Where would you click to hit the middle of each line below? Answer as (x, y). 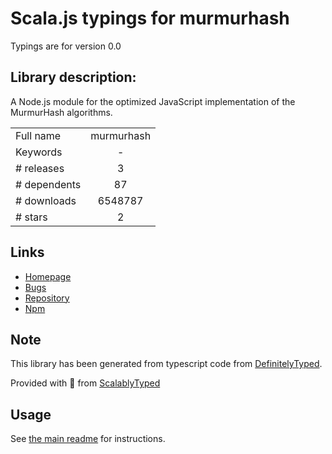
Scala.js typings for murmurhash (150, 18)
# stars (31, 217)
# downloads (46, 200)
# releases (40, 168)
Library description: (73, 77)
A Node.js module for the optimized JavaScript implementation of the (153, 101)
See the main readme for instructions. (88, 439)
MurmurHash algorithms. (61, 112)
